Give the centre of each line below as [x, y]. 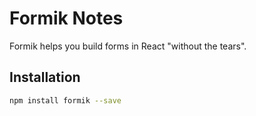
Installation [45, 77]
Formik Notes [66, 18]
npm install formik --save [65, 100]
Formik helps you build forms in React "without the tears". [128, 46]
